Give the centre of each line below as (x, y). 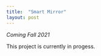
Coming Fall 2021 (28, 34)
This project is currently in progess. (51, 46)
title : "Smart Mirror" (37, 12)
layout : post (23, 17)
